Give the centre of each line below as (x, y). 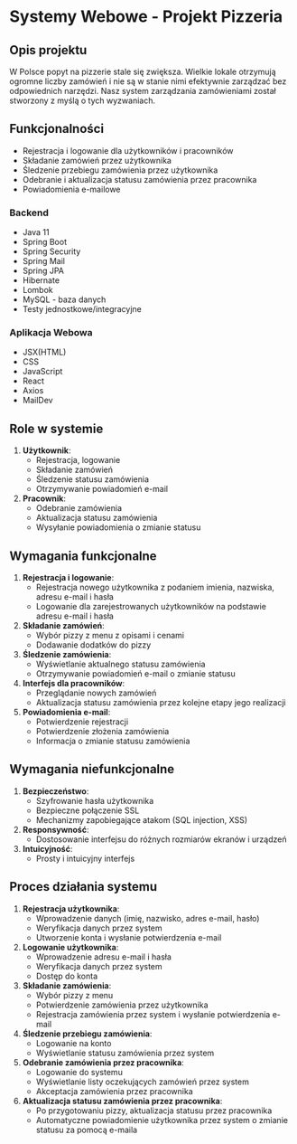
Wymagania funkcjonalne (83, 556)
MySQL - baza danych (64, 299)
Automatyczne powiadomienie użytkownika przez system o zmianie (162, 1120)
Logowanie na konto (74, 1043)
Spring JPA (43, 271)
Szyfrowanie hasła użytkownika (95, 800)
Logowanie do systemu (79, 1072)
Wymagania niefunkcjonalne (92, 769)
